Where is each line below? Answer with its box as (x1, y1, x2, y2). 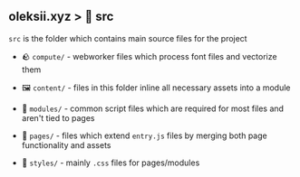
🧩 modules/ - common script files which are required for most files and (21, 103, 285, 114)
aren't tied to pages (21, 112, 95, 123)
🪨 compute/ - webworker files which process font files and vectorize (21, 51, 277, 61)
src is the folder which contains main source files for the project (8, 33, 247, 43)
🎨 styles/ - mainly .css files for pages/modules (21, 157, 200, 168)
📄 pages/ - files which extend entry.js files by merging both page (21, 130, 268, 141)
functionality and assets (21, 139, 111, 150)
